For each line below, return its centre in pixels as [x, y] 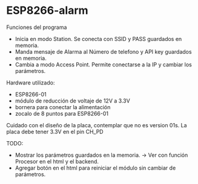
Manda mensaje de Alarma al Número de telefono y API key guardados [103, 51]
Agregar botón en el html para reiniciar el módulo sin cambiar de [95, 168]
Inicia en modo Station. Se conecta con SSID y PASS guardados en [98, 39]
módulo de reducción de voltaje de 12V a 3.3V [72, 101]
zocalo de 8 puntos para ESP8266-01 [62, 113]
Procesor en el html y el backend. [57, 161]
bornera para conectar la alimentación [63, 107]
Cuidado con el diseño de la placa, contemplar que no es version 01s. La [97, 125]
